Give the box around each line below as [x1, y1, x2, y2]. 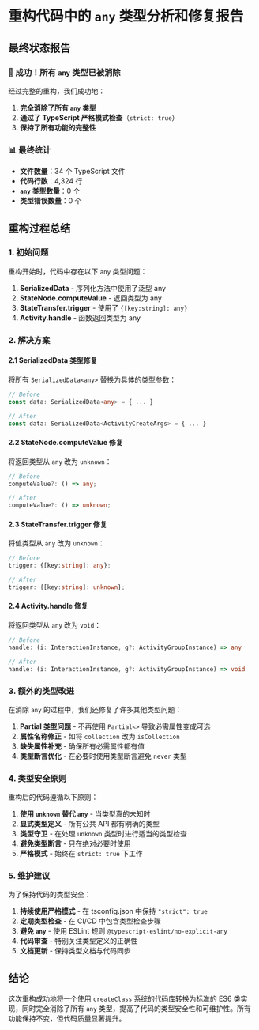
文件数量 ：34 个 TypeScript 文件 [19, 167, 126, 176]
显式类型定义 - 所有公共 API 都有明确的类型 [19, 819, 160, 828]
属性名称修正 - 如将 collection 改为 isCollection [19, 731, 180, 741]
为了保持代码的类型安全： [8, 890, 92, 900]
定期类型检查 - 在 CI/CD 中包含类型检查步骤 [19, 916, 162, 926]
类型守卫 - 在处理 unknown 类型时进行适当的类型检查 [19, 829, 188, 839]
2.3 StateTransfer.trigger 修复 [8, 519, 107, 529]
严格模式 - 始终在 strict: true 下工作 [19, 849, 143, 858]
